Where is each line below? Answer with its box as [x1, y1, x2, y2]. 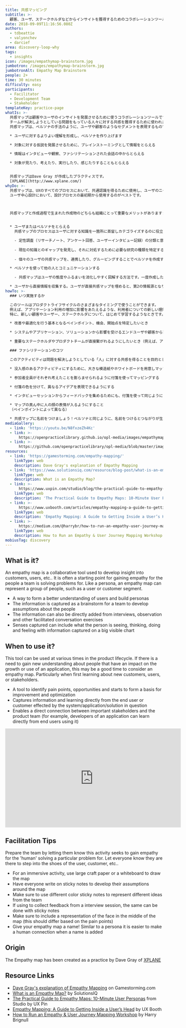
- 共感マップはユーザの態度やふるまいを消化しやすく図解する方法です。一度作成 [14, 275, 156, 280]
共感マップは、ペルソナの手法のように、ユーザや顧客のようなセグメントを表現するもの [10, 124, 163, 129]
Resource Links [5, 971, 55, 980]
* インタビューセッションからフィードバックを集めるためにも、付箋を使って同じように [10, 393, 163, 399]
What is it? [5, 556, 39, 565]
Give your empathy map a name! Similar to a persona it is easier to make [12, 923, 162, 929]
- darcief [10, 40, 30, 45]
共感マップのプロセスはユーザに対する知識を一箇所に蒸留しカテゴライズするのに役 [14, 229, 159, 234]
